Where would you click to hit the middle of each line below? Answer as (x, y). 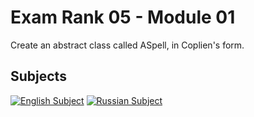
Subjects (38, 76)
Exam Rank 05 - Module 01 (123, 17)
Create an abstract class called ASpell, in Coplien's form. (127, 45)
